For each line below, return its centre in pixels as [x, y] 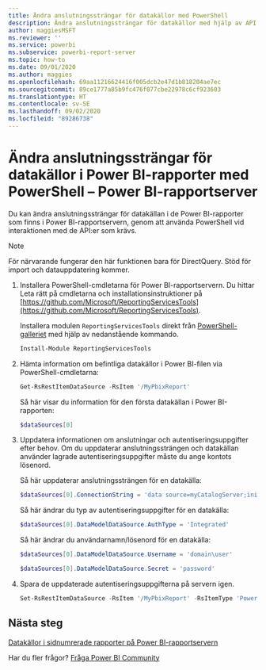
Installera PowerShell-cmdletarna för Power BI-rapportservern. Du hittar [137, 285]
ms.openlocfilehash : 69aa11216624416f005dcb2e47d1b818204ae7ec [115, 82]
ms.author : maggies [40, 75]
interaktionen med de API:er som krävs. [72, 230]
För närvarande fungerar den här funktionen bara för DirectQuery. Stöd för [130, 261]
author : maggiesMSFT [42, 30]
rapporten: [37, 410]
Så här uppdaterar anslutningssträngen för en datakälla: [110, 480]
